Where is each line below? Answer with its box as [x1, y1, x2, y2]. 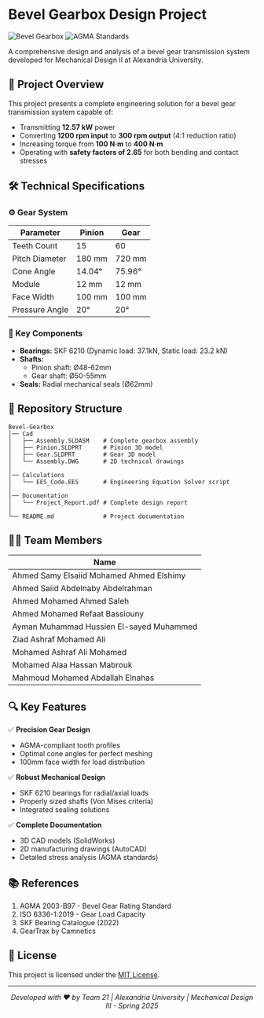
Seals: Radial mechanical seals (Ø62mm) [19, 379, 153, 388]
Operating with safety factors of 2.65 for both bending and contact [19, 147, 239, 156]
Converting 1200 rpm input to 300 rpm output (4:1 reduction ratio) [19, 130, 237, 140]
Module [12, 279, 41, 290]
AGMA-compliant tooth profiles [19, 741, 120, 750]
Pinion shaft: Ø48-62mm [31, 362, 112, 372]
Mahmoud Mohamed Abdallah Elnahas [12, 672, 155, 683]
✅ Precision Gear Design [8, 725, 90, 734]
